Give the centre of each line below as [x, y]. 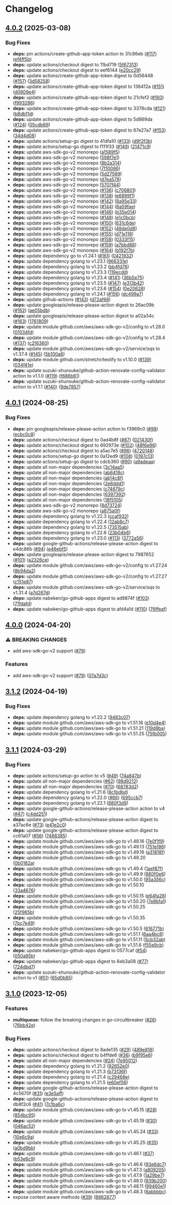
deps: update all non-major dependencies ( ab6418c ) [69, 472]
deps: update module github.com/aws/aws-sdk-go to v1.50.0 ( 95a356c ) [89, 879]
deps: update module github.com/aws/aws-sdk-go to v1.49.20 [79, 857]
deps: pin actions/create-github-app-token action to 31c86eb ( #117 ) [85, 53]
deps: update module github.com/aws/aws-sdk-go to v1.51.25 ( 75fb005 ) [90, 734]
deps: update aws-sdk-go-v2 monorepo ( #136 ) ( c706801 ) [74, 190]
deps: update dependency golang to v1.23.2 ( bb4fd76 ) [71, 266]
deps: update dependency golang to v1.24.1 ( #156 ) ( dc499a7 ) [78, 294]
